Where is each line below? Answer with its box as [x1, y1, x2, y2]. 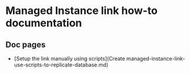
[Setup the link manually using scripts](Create [14, 55, 125, 62]
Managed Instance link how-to [5, 4, 158, 17]
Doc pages [5, 40, 46, 50]
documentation [5, 16, 82, 30]
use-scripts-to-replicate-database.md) [14, 61, 109, 68]
